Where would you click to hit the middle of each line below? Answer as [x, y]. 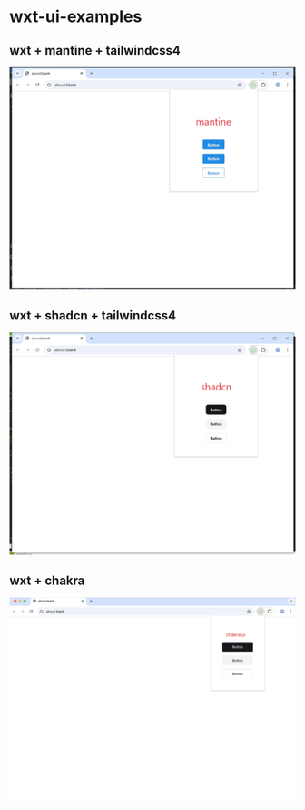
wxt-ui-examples [76, 17]
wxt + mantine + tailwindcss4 [95, 51]
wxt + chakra [47, 580]
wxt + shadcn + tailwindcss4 [93, 315]
